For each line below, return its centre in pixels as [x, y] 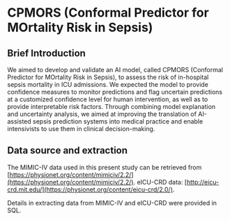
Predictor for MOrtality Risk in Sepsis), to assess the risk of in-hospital [108, 77]
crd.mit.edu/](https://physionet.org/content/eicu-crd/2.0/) [90, 189]
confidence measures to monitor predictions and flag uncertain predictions [115, 92]
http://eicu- [203, 182]
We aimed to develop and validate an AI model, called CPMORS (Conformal [115, 70]
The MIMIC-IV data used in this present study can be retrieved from [105, 167]
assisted [19, 121]
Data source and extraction [67, 151]
